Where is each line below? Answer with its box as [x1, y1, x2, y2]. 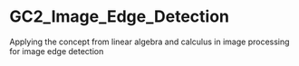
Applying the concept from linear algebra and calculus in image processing [9, 36, 290, 47]
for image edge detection [9, 45, 104, 56]
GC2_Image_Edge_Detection [9, 6, 229, 27]
